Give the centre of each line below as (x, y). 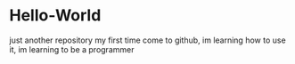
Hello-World (55, 16)
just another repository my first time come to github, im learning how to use (148, 40)
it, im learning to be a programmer (72, 49)
